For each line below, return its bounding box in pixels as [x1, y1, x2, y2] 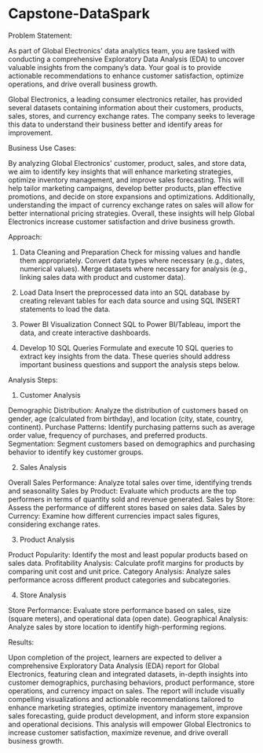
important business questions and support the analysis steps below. [19, 359, 240, 369]
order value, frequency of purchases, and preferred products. [8, 430, 208, 440]
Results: [8, 637, 35, 647]
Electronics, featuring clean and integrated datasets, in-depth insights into [8, 669, 248, 678]
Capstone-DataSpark [8, 5, 151, 23]
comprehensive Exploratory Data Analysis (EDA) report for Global [8, 661, 220, 670]
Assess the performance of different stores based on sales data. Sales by [8, 502, 246, 512]
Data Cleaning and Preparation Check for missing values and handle [19, 247, 241, 256]
